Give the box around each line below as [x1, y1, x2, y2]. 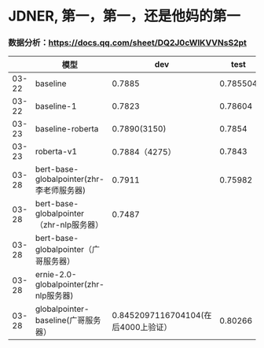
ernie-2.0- [35, 269, 77, 280]
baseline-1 [35, 101, 77, 112]
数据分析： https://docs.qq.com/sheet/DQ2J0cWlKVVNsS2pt [8, 37, 247, 48]
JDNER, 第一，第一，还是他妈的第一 [8, 7, 241, 25]
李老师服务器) [35, 185, 86, 196]
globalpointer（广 [35, 244, 101, 255]
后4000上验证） [112, 322, 172, 333]
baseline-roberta [35, 124, 99, 135]
